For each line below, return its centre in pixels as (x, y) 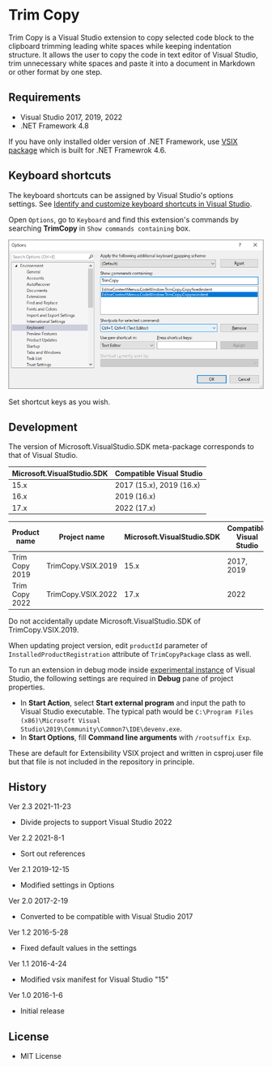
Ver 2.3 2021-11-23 (40, 806)
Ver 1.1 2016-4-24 (38, 964)
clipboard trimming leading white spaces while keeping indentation (120, 45)
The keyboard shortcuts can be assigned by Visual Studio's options (121, 195)
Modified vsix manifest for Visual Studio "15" (94, 979)
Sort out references (53, 853)
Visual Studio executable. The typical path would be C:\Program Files (136, 711)
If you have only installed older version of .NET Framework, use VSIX (123, 141)
